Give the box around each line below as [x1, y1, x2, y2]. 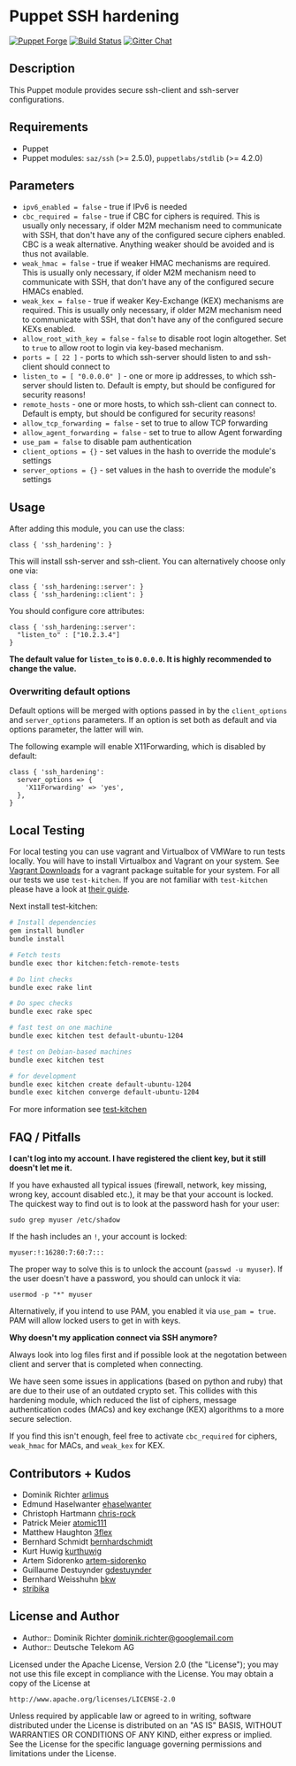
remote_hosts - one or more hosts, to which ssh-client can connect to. [21, 399, 277, 410]
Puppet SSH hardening [9, 6, 179, 27]
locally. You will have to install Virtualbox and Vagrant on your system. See [9, 856, 280, 866]
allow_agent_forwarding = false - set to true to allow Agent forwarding [21, 427, 283, 438]
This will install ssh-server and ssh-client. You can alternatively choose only [9, 556, 285, 567]
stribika [21, 1583, 50, 1593]
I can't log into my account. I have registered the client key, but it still [9, 1153, 267, 1164]
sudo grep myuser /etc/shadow [9, 1216, 121, 1225]
